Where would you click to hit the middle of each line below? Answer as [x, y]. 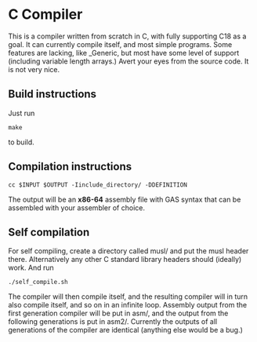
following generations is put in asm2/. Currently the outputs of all [113, 322]
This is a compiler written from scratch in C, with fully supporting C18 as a [127, 36]
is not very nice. [34, 69]
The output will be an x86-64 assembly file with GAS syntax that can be [125, 199]
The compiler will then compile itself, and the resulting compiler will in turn [128, 297]
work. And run [31, 267]
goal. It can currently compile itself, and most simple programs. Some [120, 44]
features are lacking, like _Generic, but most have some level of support [124, 53]
